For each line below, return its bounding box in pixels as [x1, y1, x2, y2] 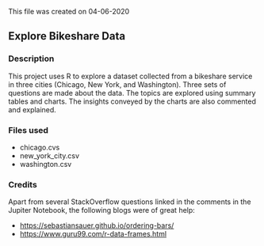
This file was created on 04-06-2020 [8, 7, 130, 16]
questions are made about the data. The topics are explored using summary [8, 88, 256, 97]
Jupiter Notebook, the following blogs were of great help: [8, 206, 196, 215]
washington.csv [19, 159, 72, 168]
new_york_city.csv [19, 150, 80, 161]
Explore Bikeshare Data [8, 29, 125, 43]
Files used [8, 124, 49, 135]
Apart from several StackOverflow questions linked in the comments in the [8, 197, 251, 206]
